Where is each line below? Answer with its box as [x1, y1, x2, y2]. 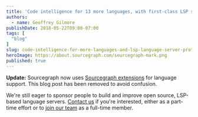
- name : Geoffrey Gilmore [11, 19, 75, 25]
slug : [6, 47, 19, 53]
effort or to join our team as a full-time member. [18, 104, 134, 111]
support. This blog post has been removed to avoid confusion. [6, 80, 157, 87]
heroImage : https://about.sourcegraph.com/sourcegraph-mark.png [6, 52, 167, 58]
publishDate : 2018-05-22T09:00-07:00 [6, 25, 99, 31]
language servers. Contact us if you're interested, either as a [22, 98, 170, 105]
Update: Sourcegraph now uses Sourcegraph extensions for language [6, 74, 177, 81]
